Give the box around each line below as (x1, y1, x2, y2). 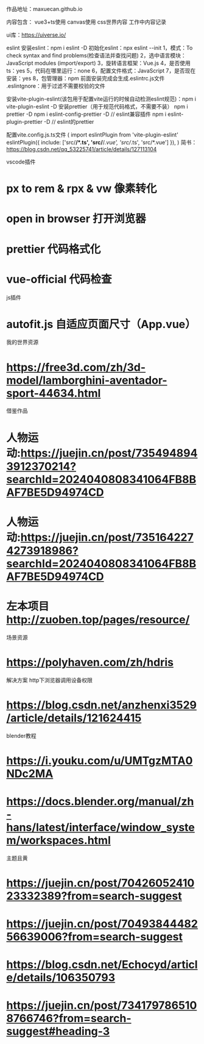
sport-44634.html (6, 386, 101, 400)
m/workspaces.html (6, 833, 111, 847)
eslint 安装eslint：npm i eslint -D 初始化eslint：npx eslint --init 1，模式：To (6, 45, 193, 51)
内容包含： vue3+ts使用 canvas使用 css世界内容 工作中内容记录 (6, 18, 166, 26)
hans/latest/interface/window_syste (6, 820, 195, 834)
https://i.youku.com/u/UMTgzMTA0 (6, 754, 193, 767)
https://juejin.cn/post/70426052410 (6, 876, 195, 890)
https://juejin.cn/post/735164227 (20, 530, 194, 544)
